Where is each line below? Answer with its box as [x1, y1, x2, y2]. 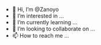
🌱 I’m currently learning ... [12, 19, 78, 26]
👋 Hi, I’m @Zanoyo [12, 6, 59, 13]
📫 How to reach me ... [12, 32, 69, 39]
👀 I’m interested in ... [12, 12, 64, 19]
